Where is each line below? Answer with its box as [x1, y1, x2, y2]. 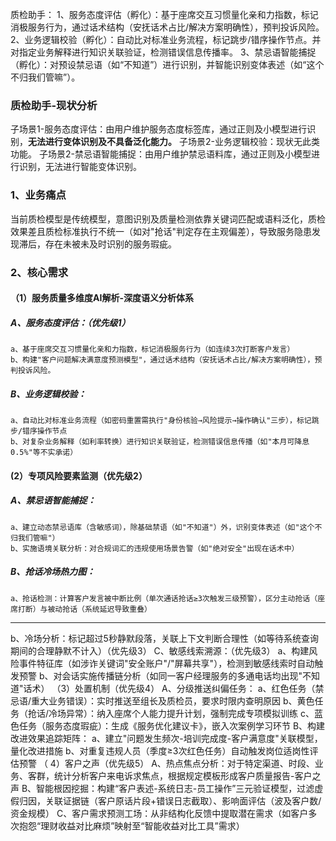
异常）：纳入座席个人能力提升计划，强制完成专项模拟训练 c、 [66, 707, 315, 719]
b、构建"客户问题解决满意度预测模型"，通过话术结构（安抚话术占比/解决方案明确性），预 [10, 355, 323, 365]
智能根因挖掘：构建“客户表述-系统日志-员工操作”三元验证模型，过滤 [36, 782, 315, 794]
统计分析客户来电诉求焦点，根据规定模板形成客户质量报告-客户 [53, 769, 313, 782]
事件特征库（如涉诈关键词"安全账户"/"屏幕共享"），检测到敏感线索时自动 [18, 657, 315, 669]
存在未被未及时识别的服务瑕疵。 [44, 238, 177, 250]
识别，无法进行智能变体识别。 [18, 161, 142, 173]
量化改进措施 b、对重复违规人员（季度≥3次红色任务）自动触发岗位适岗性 [10, 744, 310, 757]
